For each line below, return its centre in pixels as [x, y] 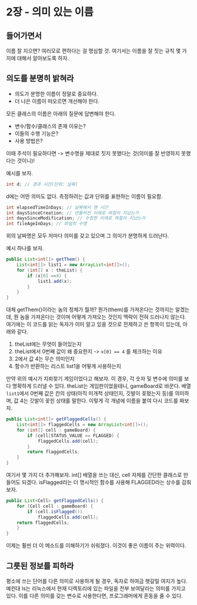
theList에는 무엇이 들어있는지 [48, 344]
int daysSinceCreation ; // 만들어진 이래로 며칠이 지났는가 [73, 213]
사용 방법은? [29, 141]
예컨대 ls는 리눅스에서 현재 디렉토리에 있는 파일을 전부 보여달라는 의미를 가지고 [96, 588]
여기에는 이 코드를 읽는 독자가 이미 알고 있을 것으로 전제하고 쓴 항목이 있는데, [94, 325]
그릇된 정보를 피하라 [40, 566]
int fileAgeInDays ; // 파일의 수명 [46, 224]
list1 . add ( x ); [55, 281]
